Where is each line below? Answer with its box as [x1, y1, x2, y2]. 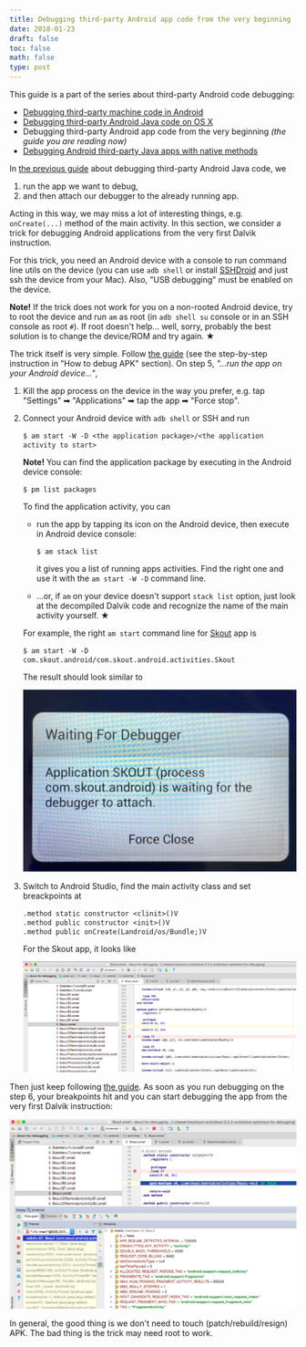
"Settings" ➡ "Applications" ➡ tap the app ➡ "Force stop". [22, 395, 240, 406]
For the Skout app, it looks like [22, 943, 137, 954]
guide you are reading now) [22, 136, 127, 146]
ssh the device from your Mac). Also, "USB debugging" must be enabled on [9, 275, 293, 285]
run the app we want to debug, [22, 181, 138, 192]
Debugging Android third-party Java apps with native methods [22, 146, 258, 156]
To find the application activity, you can [22, 502, 171, 512]
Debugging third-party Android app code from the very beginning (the [22, 126, 287, 137]
